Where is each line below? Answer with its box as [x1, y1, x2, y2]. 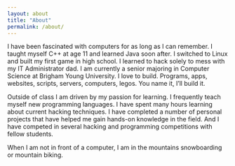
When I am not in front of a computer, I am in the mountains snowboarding [7, 144, 222, 152]
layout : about [7, 10, 49, 17]
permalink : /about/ [7, 23, 65, 30]
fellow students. [7, 130, 54, 138]
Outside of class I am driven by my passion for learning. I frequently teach [7, 93, 221, 101]
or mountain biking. [7, 151, 63, 159]
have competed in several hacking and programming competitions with [7, 123, 213, 131]
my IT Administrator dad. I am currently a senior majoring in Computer [7, 64, 210, 73]
